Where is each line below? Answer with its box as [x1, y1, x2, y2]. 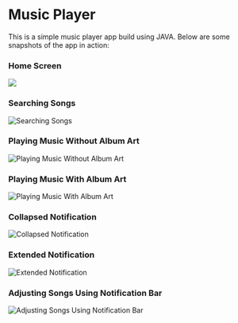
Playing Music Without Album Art [8, 135, 140, 146]
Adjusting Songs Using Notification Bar [8, 287, 163, 298]
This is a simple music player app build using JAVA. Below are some [8, 32, 230, 41]
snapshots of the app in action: [8, 40, 109, 49]
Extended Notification [8, 249, 95, 260]
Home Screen [8, 60, 62, 71]
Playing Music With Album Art [8, 173, 127, 185]
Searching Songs [8, 98, 76, 109]
